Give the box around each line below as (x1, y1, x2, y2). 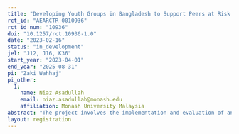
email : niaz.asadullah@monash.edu (20, 96, 122, 104)
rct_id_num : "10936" (7, 23, 69, 30)
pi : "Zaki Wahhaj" (7, 69, 62, 77)
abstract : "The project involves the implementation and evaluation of (7, 109, 224, 116)
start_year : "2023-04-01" (7, 57, 84, 64)
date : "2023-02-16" (7, 37, 65, 44)
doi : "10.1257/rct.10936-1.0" (7, 30, 97, 38)
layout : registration (7, 116, 72, 123)
